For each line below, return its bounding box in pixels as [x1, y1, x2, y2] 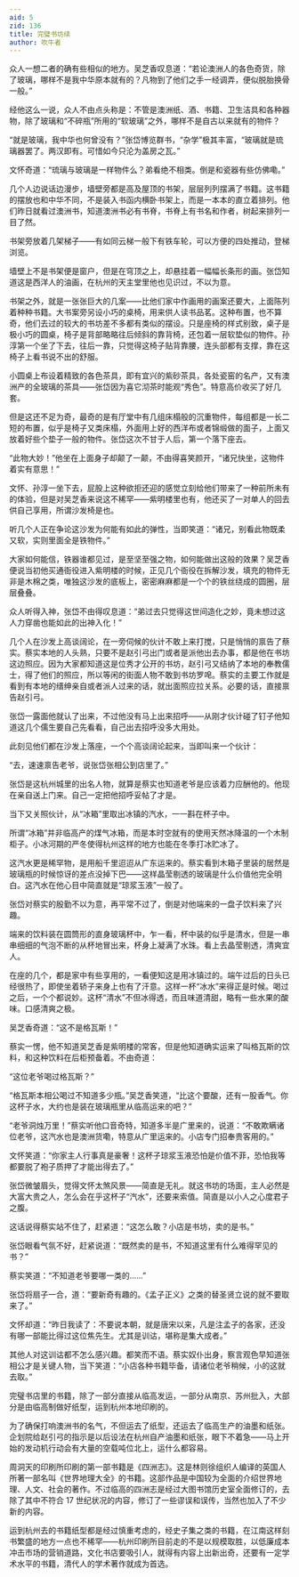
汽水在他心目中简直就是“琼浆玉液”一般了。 [32, 880, 189, 891]
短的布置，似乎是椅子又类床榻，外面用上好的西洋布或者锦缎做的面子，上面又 [9, 423, 290, 433]
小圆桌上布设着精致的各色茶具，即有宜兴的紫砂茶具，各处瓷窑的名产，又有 [9, 370, 282, 381]
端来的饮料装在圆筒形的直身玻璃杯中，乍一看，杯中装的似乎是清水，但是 [9, 929, 274, 940]
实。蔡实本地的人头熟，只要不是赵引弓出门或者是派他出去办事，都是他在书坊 [9, 647, 290, 659]
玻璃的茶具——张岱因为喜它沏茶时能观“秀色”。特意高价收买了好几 [39, 382, 282, 392]
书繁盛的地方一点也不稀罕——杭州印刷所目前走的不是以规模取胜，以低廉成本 [9, 1536, 290, 1547]
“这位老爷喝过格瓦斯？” [9, 1072, 95, 1082]
